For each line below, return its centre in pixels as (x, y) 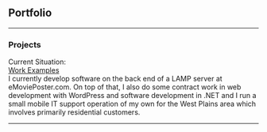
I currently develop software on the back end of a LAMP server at (115, 79)
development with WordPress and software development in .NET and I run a (132, 96)
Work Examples (34, 70)
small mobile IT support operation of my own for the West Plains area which (132, 104)
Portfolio (30, 13)
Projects (25, 44)
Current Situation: (37, 62)
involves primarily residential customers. (74, 112)
